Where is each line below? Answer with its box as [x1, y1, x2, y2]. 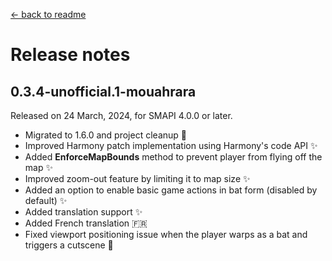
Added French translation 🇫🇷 [24, 217, 148, 229]
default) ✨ [24, 195, 68, 206]
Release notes [10, 44, 131, 66]
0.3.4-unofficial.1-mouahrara [10, 83, 197, 100]
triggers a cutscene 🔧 [24, 239, 114, 251]
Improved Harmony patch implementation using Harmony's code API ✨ [24, 140, 318, 151]
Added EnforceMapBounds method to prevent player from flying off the [24, 151, 323, 163]
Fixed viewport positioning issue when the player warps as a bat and [24, 229, 308, 240]
